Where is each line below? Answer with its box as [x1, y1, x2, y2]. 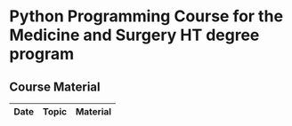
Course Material [9, 79, 101, 94]
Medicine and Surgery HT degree [9, 25, 260, 45]
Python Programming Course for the [9, 6, 283, 27]
